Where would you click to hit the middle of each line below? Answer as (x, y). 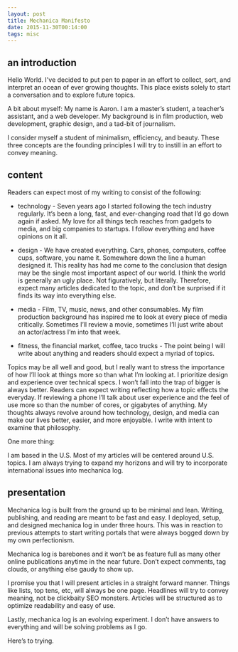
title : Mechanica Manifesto (49, 21)
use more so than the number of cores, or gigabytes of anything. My (107, 405)
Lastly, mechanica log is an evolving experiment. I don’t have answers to (113, 619)
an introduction (42, 62)
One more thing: (31, 441)
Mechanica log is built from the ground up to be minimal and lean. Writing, (116, 510)
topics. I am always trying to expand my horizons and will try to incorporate (118, 463)
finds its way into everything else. (67, 295)
